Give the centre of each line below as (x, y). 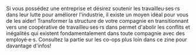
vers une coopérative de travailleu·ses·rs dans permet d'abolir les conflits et (98, 27)
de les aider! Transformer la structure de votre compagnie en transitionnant (97, 21)
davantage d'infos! (29, 46)
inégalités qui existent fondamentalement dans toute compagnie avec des (96, 33)
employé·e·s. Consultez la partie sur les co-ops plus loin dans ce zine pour (97, 39)
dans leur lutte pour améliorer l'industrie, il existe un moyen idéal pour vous (97, 15)
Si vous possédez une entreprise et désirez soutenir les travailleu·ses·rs (93, 8)
